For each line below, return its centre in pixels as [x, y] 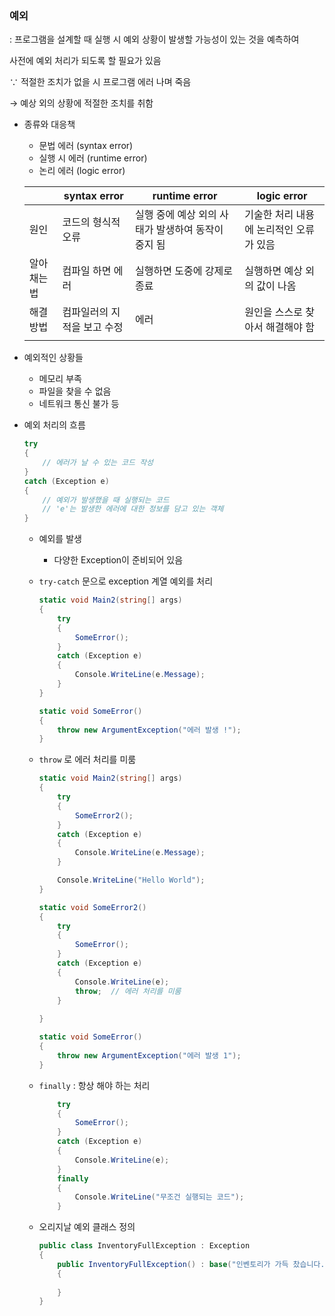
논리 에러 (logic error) [82, 171]
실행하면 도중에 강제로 [184, 271]
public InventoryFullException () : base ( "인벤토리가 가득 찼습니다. [191, 1264]
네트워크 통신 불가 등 [79, 404]
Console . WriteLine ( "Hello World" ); [131, 880]
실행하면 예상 [273, 271]
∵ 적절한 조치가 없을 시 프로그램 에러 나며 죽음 [100, 82]
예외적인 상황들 [53, 358]
